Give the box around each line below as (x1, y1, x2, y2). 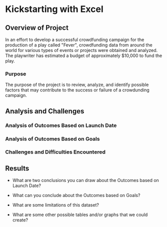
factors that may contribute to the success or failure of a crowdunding (5, 87, 150, 93)
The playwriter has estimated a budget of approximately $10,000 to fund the (5, 52, 162, 58)
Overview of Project (5, 23, 69, 32)
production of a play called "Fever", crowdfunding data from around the (5, 42, 152, 48)
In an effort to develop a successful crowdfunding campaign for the (5, 36, 144, 42)
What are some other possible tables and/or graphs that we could (12, 211, 148, 218)
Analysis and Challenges (5, 106, 84, 115)
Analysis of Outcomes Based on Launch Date (5, 121, 117, 128)
